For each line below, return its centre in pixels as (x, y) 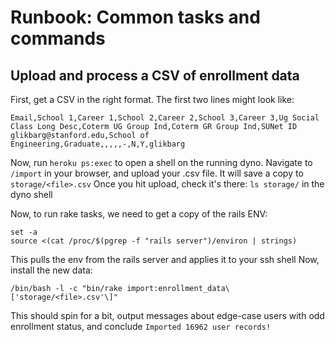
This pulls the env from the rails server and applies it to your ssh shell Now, (165, 259)
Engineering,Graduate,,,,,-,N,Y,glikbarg (98, 144)
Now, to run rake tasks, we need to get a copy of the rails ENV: (139, 214)
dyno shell (31, 194)
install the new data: (51, 270)
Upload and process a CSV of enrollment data (155, 75)
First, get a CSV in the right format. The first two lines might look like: (152, 99)
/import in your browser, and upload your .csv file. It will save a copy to (157, 173)
